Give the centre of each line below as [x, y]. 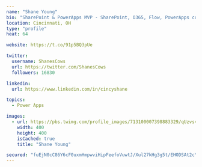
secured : [17, 155]
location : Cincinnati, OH [38, 23]
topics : [16, 100]
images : [16, 117]
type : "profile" [26, 29]
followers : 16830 [33, 73]
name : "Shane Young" [32, 12]
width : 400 [31, 127]
